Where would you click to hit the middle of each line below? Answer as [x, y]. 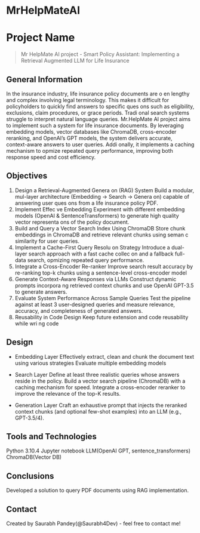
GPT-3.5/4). [30, 418]
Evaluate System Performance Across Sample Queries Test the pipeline [103, 298]
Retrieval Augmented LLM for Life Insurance [75, 61]
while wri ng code [37, 324]
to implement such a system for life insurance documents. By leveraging [95, 125]
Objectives [27, 176]
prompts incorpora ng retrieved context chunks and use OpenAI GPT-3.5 [104, 285]
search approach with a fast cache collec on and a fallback [101, 254]
